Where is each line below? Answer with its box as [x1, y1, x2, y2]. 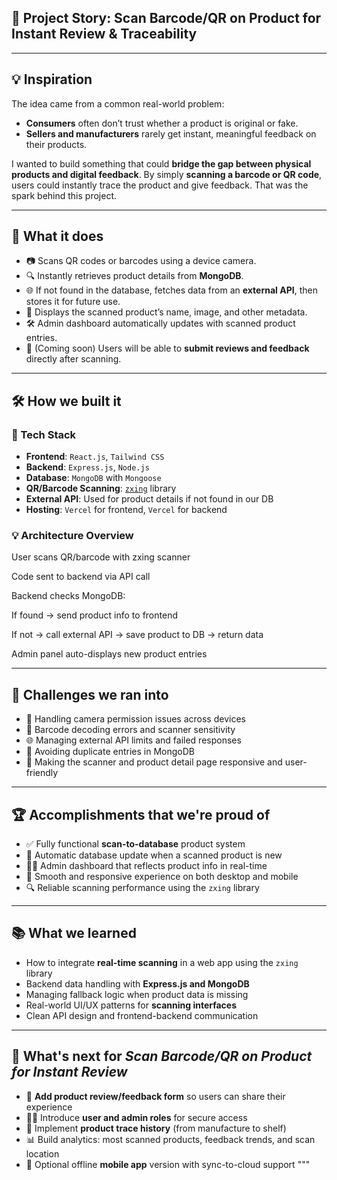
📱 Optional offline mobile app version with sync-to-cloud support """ [25, 1158, 311, 1170]
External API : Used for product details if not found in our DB [25, 493, 274, 505]
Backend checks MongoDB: [11, 590, 126, 602]
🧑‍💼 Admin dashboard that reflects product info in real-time [25, 860, 268, 872]
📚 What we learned [11, 925, 137, 942]
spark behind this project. [11, 189, 117, 201]
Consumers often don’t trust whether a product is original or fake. [25, 117, 299, 129]
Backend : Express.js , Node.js [25, 461, 150, 473]
